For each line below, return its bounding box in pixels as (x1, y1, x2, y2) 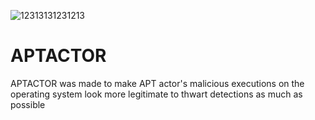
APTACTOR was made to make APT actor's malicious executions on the (10, 77, 305, 89)
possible (10, 98, 46, 110)
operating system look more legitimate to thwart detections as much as (10, 88, 303, 100)
